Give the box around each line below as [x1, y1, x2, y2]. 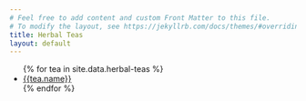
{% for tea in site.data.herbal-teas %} [22, 64, 164, 75]
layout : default [9, 38, 71, 48]
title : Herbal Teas [9, 30, 84, 39]
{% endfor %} [22, 83, 76, 94]
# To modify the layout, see [9, 22, 120, 31]
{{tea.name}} [22, 74, 72, 85]
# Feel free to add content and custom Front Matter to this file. [9, 13, 271, 23]
